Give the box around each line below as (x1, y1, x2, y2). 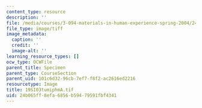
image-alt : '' (11, 48, 47, 54)
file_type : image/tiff (6, 25, 63, 32)
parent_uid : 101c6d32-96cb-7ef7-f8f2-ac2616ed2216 (6, 76, 136, 82)
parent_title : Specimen (6, 64, 66, 71)
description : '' (6, 14, 47, 20)
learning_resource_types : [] (6, 53, 79, 59)
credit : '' (11, 43, 39, 49)
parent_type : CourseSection (6, 70, 77, 76)
